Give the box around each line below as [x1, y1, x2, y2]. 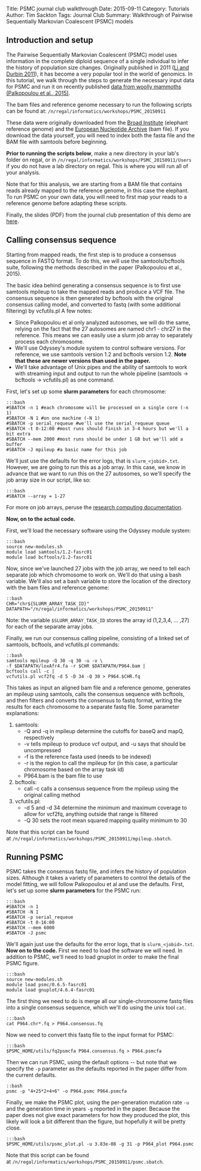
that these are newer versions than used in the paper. [14, 357, 151, 364]
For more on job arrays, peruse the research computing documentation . [6, 503, 183, 511]
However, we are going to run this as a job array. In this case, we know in [6, 463, 186, 470]
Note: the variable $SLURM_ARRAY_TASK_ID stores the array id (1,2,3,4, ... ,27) [6, 616, 190, 623]
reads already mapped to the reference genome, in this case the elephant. [6, 187, 190, 194]
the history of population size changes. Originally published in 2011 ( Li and [6, 64, 190, 71]
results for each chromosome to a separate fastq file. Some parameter [6, 703, 179, 710]
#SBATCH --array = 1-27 [6, 493, 66, 499]
